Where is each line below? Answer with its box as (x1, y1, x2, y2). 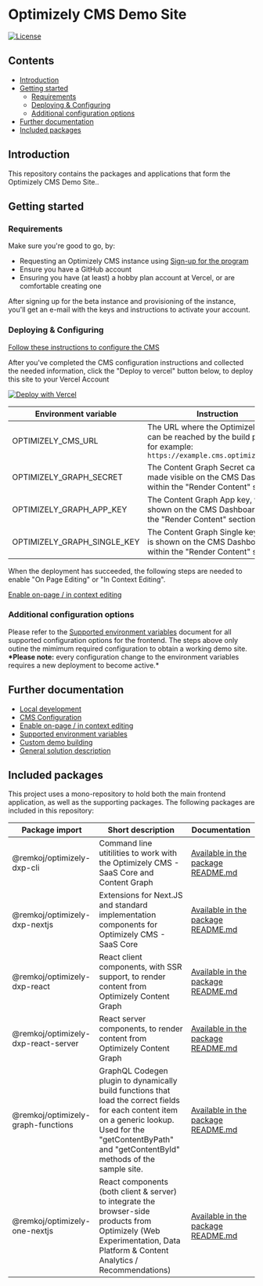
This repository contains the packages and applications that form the (8, 169, 231, 178)
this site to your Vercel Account (8, 374, 110, 384)
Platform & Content (99, 1245, 169, 1256)
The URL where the (147, 422, 218, 433)
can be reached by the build (147, 431, 250, 442)
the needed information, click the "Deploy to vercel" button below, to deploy (8, 366, 254, 375)
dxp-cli (12, 862, 40, 873)
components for (99, 919, 158, 930)
